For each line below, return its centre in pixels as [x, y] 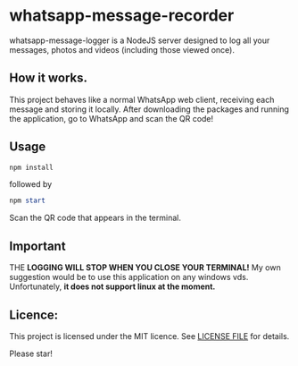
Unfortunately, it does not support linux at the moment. [112, 286]
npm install [31, 167]
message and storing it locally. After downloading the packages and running [149, 109]
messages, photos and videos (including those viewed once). [122, 49]
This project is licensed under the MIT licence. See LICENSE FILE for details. [149, 336]
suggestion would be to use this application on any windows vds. [129, 277]
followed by [31, 184]
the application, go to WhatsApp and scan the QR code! [112, 118]
